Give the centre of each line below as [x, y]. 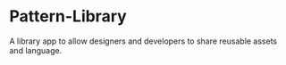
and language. [36, 50]
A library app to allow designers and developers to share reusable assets [143, 41]
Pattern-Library [68, 16]
